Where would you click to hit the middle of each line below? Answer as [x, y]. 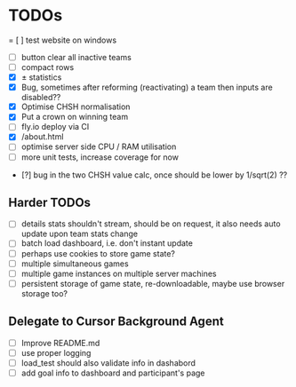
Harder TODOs [49, 202]
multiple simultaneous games [75, 264]
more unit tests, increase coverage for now [100, 157]
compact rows [48, 67]
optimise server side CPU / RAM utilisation [99, 146]
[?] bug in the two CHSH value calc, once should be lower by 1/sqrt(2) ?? [154, 175]
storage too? [44, 293]
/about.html [42, 137]
